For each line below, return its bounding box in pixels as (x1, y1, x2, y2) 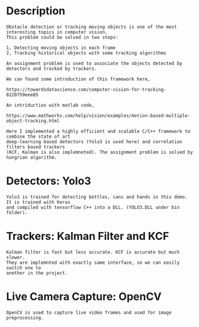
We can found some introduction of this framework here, (6, 76, 151, 82)
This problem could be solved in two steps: (6, 34, 119, 40)
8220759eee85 (6, 91, 39, 98)
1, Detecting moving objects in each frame (6, 45, 116, 51)
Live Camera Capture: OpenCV (6, 290, 162, 303)
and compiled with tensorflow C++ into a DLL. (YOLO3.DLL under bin (6, 204, 180, 210)
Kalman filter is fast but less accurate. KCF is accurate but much (6, 249, 180, 255)
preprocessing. (6, 314, 44, 320)
